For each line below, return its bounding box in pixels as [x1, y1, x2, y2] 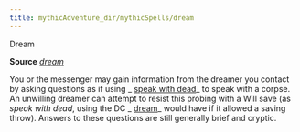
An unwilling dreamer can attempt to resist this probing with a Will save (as [9, 93, 291, 104]
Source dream [9, 56, 64, 66]
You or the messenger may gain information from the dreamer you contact [9, 74, 290, 85]
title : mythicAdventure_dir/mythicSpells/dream [9, 13, 195, 23]
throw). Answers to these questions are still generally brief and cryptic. [9, 112, 277, 123]
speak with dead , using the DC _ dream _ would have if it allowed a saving [9, 102, 286, 114]
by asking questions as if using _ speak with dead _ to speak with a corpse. [9, 83, 291, 94]
